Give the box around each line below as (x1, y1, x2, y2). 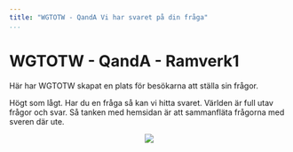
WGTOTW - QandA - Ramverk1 (9, 50, 240, 71)
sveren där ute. (9, 116, 65, 126)
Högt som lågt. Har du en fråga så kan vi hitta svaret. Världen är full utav (9, 97, 273, 108)
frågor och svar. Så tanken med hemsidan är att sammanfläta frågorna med (9, 107, 285, 118)
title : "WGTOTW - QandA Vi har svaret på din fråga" (9, 12, 209, 22)
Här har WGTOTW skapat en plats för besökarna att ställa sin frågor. (9, 80, 259, 91)
